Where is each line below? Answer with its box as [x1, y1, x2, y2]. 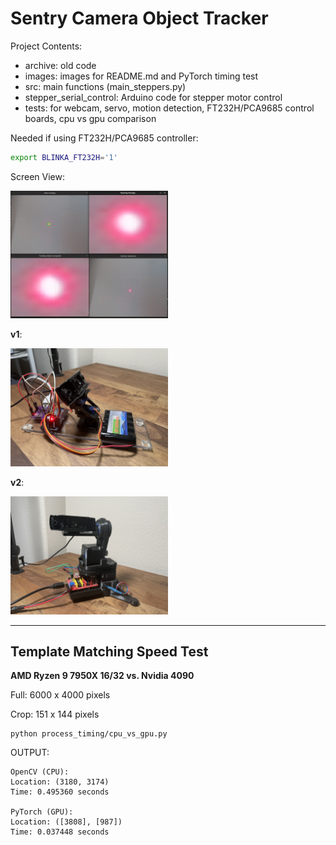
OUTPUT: [10, 747, 50, 759]
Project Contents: [10, 40, 83, 52]
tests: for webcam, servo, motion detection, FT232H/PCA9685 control [24, 102, 315, 114]
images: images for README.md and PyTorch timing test [24, 70, 259, 82]
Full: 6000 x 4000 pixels [10, 689, 111, 701]
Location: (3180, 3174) [10, 777, 110, 787]
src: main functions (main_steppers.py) [24, 80, 187, 92]
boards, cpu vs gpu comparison [24, 112, 157, 124]
